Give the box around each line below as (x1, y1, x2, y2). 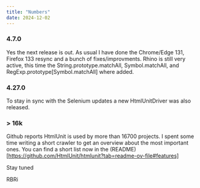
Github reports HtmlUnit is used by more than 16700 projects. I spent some (6, 132, 195, 140)
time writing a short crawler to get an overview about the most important (6, 139, 189, 146)
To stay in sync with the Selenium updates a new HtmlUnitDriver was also (6, 97, 191, 104)
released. (6, 104, 30, 111)
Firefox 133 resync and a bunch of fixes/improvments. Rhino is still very (6, 55, 186, 62)
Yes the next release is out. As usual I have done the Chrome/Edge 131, (6, 48, 185, 56)
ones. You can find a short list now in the (6, 146, 109, 153)
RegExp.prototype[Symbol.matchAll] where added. (6, 68, 134, 75)
